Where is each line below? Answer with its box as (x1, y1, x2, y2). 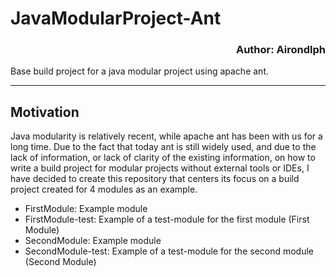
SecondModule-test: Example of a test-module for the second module (24, 245, 315, 257)
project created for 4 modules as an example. (10, 183, 198, 196)
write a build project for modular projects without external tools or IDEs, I (10, 162, 310, 174)
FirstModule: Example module (24, 203, 148, 215)
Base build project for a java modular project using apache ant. (10, 65, 269, 77)
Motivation (10, 103, 80, 121)
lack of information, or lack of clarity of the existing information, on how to (10, 152, 316, 164)
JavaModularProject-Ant (10, 7, 222, 30)
